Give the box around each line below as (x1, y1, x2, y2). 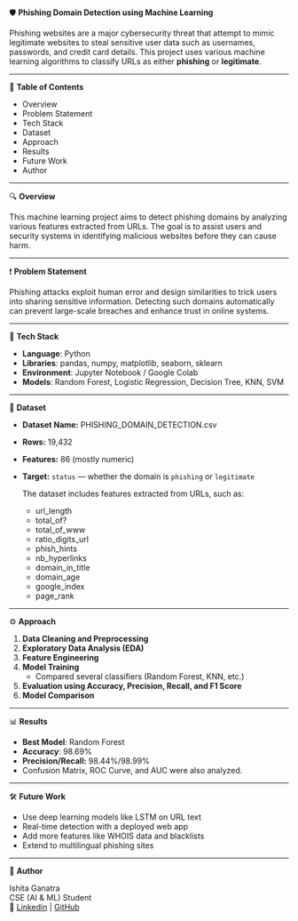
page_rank (35, 590, 74, 601)
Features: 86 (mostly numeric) (21, 454, 135, 464)
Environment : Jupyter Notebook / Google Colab (21, 367, 199, 378)
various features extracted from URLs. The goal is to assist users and (9, 221, 263, 231)
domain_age (35, 572, 81, 582)
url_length (35, 506, 73, 516)
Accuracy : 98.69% (21, 746, 92, 757)
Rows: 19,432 (21, 436, 73, 447)
